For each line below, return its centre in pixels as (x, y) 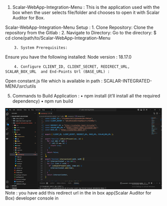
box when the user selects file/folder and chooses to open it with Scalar (86, 12)
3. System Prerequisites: (41, 48)
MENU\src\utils (21, 86)
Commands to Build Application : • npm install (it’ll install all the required (86, 96)
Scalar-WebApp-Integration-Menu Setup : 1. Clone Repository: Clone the (79, 27)
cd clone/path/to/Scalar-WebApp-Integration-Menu (58, 38)
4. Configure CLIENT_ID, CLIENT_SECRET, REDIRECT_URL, (72, 67)
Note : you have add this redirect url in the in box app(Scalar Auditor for (78, 193)
